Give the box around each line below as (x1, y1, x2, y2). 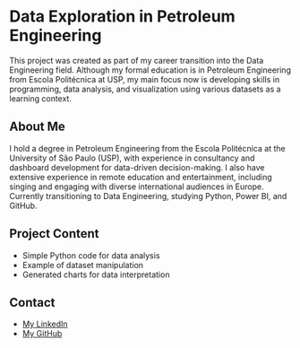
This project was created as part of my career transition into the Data (9, 55, 264, 65)
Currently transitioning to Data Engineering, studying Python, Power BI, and (9, 190, 287, 201)
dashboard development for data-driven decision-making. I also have (9, 161, 265, 172)
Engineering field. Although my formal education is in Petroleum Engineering (9, 65, 291, 75)
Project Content (9, 226, 99, 241)
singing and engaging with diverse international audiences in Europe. (9, 181, 264, 192)
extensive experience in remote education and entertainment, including (9, 171, 272, 182)
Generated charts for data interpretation (21, 269, 170, 280)
